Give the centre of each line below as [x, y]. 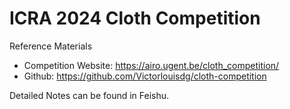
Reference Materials [51, 46]
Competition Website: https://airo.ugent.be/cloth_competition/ [151, 65]
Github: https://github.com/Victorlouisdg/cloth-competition [145, 76]
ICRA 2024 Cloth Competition [135, 18]
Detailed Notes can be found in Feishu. [89, 95]
